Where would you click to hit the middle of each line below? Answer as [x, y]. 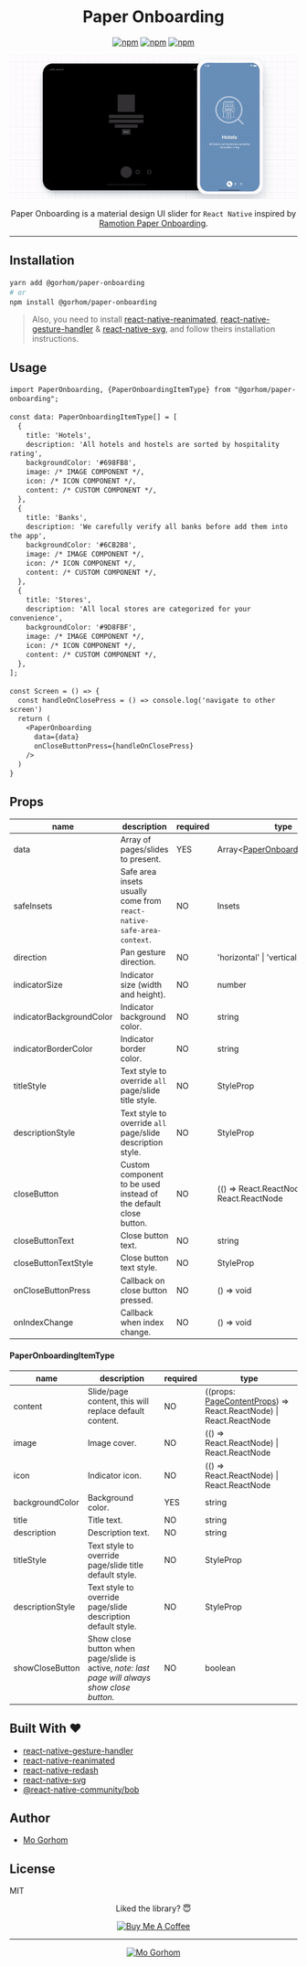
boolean [220, 1668]
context [135, 940]
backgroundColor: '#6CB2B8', [81, 546]
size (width [141, 984]
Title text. [105, 1520]
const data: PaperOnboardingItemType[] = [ [94, 418]
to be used [140, 1184]
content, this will [118, 1401]
